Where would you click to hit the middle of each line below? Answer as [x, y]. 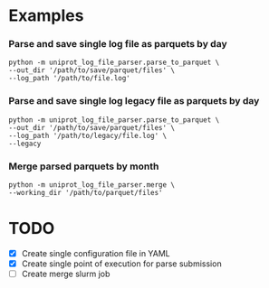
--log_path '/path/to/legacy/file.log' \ [88, 135]
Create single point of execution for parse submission [122, 264]
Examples [46, 16]
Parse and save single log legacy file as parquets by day [134, 101]
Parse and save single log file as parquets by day [118, 44]
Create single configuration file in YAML [96, 254]
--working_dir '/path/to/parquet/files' [86, 193]
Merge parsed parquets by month [84, 166]
